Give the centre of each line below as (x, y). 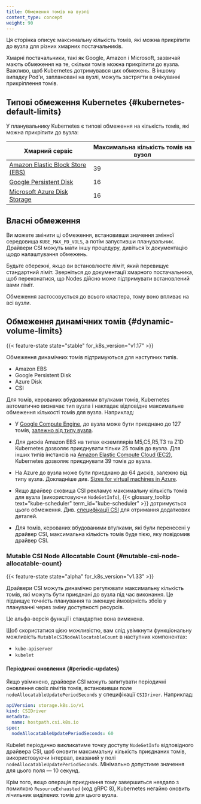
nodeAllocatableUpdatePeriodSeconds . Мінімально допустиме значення (95, 764)
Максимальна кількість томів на (142, 147)
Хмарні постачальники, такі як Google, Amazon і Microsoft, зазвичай (93, 58)
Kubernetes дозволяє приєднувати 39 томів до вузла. (83, 461)
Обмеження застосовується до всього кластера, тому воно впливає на (98, 296)
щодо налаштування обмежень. (47, 254)
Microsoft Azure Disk (39, 192)
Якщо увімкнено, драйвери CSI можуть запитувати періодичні (86, 682)
